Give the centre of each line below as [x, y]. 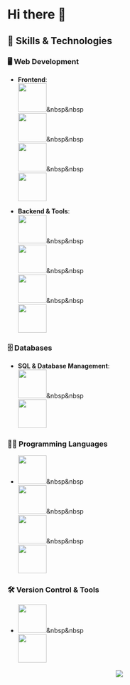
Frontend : [32, 79]
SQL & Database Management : [64, 366]
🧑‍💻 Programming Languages [58, 444]
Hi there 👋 [37, 15]
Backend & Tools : [44, 211]
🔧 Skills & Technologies [60, 41]
